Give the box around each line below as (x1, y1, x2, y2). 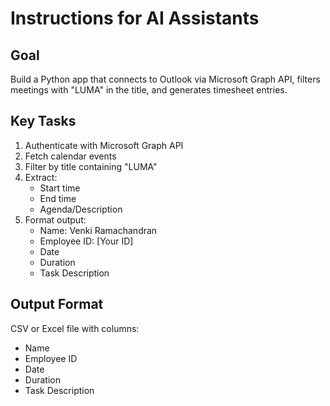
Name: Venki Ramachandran (39, 224, 158, 236)
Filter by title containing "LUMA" (24, 160, 158, 172)
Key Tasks (10, 113, 77, 130)
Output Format (10, 296, 104, 313)
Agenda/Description (39, 203, 123, 215)
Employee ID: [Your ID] (39, 235, 134, 247)
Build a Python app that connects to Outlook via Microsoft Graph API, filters (10, 73, 321, 85)
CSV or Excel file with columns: (10, 322, 140, 334)
